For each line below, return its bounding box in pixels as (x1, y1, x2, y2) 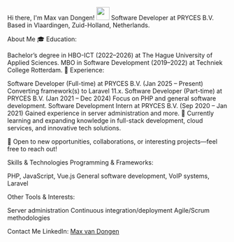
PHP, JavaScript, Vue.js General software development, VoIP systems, (7, 172, 210, 180)
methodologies (7, 213, 50, 222)
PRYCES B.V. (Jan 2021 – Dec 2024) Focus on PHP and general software (7, 94, 217, 103)
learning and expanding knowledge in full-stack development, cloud (7, 116, 203, 125)
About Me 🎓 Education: (7, 35, 77, 43)
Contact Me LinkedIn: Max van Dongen (7, 227, 120, 235)
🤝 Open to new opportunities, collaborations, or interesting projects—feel (7, 137, 218, 146)
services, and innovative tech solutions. (7, 124, 122, 132)
